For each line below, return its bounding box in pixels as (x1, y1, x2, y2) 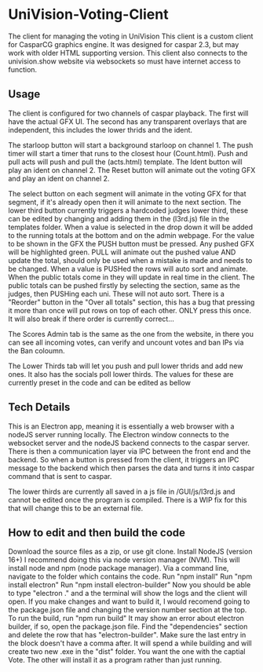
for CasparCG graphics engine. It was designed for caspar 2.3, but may (8, 39, 239, 49)
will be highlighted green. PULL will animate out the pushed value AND (8, 247, 236, 257)
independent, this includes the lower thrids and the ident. (8, 125, 193, 134)
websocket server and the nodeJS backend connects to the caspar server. (8, 438, 250, 447)
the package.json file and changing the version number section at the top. (8, 605, 247, 615)
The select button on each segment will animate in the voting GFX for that (8, 188, 247, 198)
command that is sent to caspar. (8, 471, 112, 480)
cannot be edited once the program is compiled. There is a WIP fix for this (8, 495, 247, 504)
